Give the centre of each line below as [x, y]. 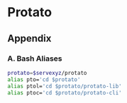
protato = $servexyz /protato [47, 73]
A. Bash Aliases [35, 59]
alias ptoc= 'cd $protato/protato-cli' [65, 92]
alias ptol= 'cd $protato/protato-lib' [65, 86]
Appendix [29, 38]
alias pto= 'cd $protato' [44, 79]
